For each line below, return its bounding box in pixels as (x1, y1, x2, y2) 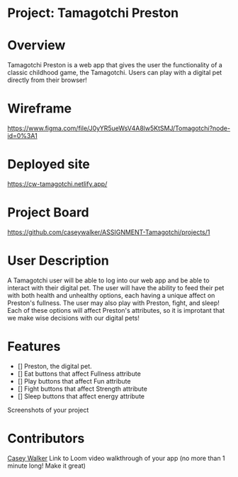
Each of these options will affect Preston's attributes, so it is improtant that (7, 306, 225, 314)
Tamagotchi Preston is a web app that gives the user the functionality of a (7, 61, 223, 69)
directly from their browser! (7, 76, 87, 84)
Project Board (7, 205, 90, 221)
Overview (7, 38, 66, 54)
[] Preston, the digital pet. (17, 362, 92, 370)
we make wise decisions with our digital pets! (7, 314, 140, 322)
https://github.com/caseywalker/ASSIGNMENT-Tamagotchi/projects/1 (7, 228, 210, 236)
